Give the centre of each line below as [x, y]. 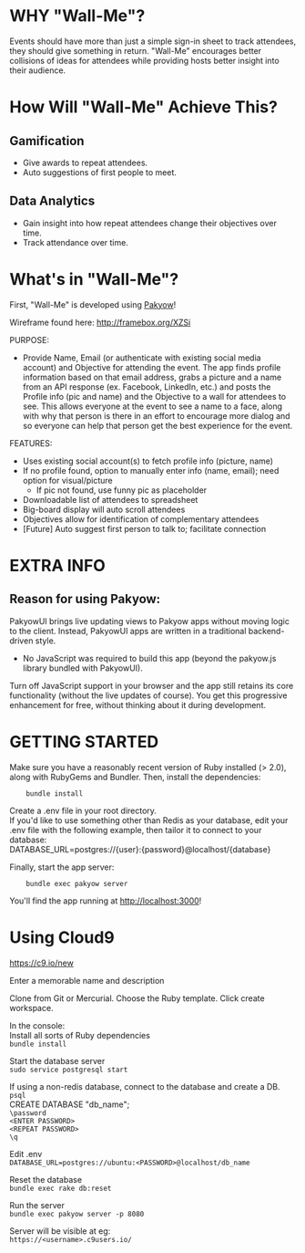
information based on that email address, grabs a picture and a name [152, 377]
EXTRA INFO [58, 565]
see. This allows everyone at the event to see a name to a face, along [152, 406]
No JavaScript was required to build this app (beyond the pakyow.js [149, 658]
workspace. [31, 1008]
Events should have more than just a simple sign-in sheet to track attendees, [153, 41]
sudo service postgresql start [69, 1070]
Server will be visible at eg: [60, 1231]
